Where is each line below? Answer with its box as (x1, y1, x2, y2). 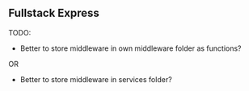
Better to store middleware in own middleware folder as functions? (19, 43, 242, 53)
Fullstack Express (8, 6, 99, 20)
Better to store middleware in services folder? (19, 74, 172, 84)
